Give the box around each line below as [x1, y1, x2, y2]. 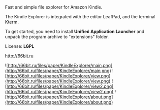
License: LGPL [5, 43, 34, 49]
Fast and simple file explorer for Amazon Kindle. [5, 4, 102, 10]
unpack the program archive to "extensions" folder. [5, 34, 109, 39]
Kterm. [5, 19, 19, 25]
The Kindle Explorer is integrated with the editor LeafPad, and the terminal [5, 14, 156, 19]
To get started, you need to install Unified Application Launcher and [5, 29, 145, 34]
